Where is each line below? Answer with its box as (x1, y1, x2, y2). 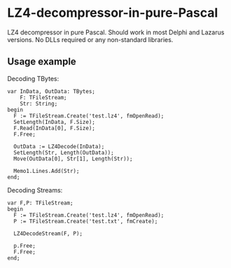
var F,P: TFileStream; (7, 199, 73, 206)
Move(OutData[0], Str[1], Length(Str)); (13, 155, 133, 162)
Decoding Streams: (7, 185, 63, 194)
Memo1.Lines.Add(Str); (13, 167, 80, 174)
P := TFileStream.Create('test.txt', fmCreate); (13, 218, 158, 225)
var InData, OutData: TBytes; (7, 87, 96, 95)
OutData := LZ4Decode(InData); (13, 143, 105, 150)
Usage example (7, 56, 77, 68)
